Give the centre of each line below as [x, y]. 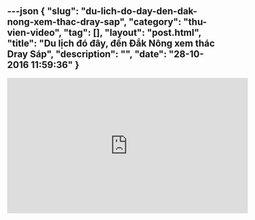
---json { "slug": [43, 11]
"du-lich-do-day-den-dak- [139, 11]
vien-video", [34, 33]
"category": [155, 22]
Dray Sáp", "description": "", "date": [87, 54]
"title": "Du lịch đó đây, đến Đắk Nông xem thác [111, 44]
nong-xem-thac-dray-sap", [67, 22]
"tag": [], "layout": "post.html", [132, 33]
